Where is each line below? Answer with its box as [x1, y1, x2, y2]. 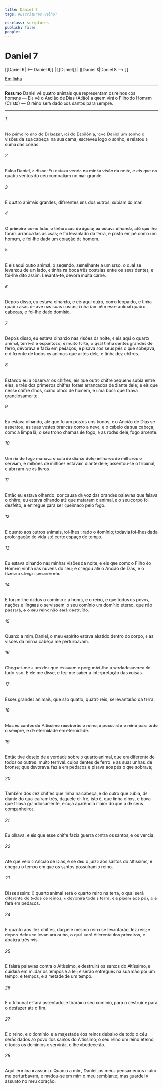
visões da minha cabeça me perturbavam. [5, 639, 89, 645]
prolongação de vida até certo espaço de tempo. [5, 534, 103, 540]
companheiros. [5, 806, 35, 812]
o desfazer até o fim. [5, 1005, 47, 1011]
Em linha [5, 76, 22, 82]
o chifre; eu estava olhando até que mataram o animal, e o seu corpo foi [5, 497, 149, 503]
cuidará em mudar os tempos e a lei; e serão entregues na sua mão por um [5, 968, 155, 974]
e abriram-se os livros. [5, 466, 50, 472]
